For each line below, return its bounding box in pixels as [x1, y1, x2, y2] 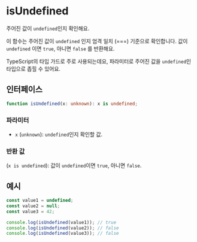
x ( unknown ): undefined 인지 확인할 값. [14, 131, 103, 138]
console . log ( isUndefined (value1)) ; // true [6, 219, 117, 225]
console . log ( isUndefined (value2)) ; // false [6, 225, 119, 231]
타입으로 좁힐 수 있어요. [6, 65, 61, 72]
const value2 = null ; [6, 202, 60, 209]
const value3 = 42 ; [6, 208, 55, 214]
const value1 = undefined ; [6, 198, 74, 204]
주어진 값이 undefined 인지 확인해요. [6, 25, 90, 32]
